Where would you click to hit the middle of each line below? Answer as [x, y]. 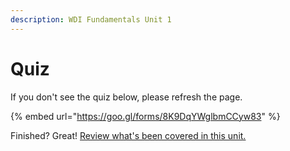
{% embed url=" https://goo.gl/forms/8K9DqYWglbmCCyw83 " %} [145, 116]
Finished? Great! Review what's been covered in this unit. [128, 135]
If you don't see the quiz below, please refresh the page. [126, 97]
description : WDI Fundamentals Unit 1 [91, 19]
